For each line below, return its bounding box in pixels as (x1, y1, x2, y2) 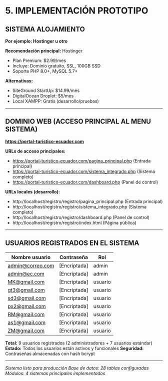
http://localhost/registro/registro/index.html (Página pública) (12, 219, 136, 225)
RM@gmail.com (7, 310, 45, 317)
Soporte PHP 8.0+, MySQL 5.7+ (12, 68, 78, 74)
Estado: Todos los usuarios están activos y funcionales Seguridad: (5, 345, 144, 351)
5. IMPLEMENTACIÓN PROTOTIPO (5, 5, 148, 16)
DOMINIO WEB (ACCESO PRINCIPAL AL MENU (5, 117, 151, 126)
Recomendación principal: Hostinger (5, 48, 82, 53)
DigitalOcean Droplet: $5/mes (12, 93, 74, 98)
